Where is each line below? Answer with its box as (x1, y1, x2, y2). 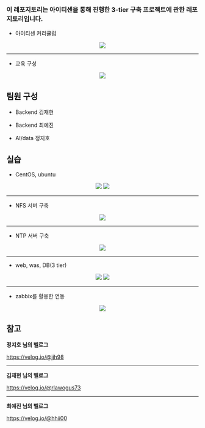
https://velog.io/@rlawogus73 (6, 384, 81, 391)
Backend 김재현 (15, 108, 54, 116)
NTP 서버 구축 (15, 231, 49, 239)
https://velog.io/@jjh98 (6, 353, 64, 361)
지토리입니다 (6, 14, 41, 23)
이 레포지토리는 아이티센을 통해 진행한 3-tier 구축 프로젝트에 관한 (6, 5, 185, 13)
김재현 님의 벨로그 (6, 372, 49, 379)
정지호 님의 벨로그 (6, 341, 49, 348)
